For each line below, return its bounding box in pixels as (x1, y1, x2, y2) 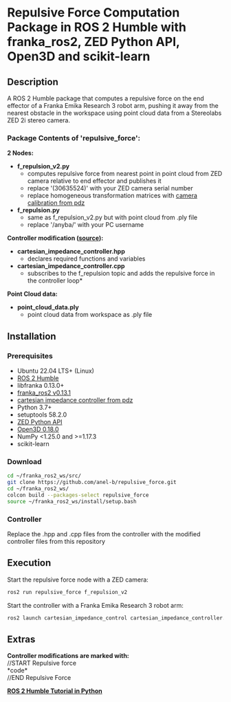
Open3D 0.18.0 (16, 425, 60, 433)
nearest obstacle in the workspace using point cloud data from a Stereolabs (7, 109, 222, 117)
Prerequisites (7, 351, 53, 360)
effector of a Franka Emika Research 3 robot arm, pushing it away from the (7, 102, 219, 109)
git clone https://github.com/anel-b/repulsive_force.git (7, 479, 177, 486)
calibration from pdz (27, 199, 85, 207)
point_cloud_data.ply (16, 303, 79, 311)
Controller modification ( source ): (7, 234, 104, 242)
